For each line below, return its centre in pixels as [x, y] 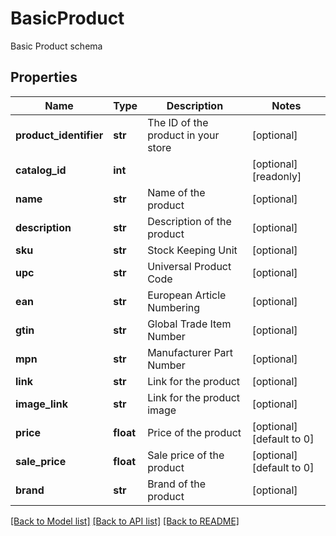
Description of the [189, 221]
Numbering [174, 307]
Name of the [176, 192]
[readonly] [276, 176]
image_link [41, 404]
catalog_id [41, 170]
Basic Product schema [56, 46]
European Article [187, 295]
